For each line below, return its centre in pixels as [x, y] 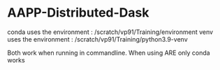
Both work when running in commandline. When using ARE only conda [109, 53]
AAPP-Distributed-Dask [78, 13]
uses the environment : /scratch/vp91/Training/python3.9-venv [97, 39]
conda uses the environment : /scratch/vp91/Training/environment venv [110, 32]
